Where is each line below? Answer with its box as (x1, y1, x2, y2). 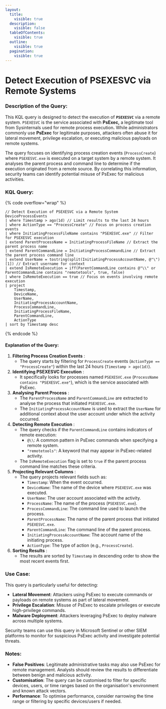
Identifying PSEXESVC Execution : (12, 369, 84, 375)
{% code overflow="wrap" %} (5, 200, 67, 206)
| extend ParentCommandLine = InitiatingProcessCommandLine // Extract (5, 249, 156, 253)
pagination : (9, 49, 35, 53)
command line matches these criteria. (19, 463, 97, 469)
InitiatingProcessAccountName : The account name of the (27, 532, 143, 538)
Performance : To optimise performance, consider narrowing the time (12, 693, 154, 699)
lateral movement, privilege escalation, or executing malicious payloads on (5, 135, 157, 141)
